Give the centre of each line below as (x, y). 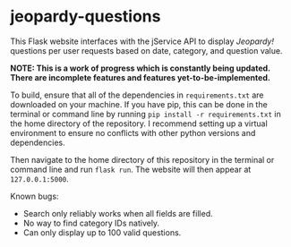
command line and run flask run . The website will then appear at (131, 169)
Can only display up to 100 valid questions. (102, 232)
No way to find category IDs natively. (91, 223)
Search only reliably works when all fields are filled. (118, 213)
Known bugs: (34, 196)
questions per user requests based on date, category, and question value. (146, 50)
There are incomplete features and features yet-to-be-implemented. (141, 77)
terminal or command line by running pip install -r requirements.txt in (145, 114)
